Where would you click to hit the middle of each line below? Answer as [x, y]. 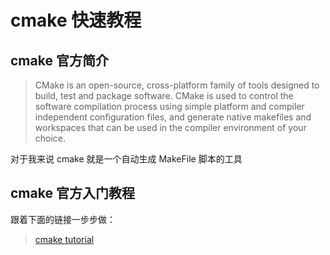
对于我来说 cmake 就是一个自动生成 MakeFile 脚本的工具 [126, 159]
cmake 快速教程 [76, 20]
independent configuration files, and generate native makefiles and [173, 117]
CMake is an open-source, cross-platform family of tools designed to [177, 85]
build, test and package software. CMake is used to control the [164, 95]
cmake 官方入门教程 [72, 193]
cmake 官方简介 [59, 60]
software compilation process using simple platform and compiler [169, 106]
